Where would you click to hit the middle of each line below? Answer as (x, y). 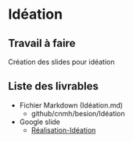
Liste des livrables (54, 86)
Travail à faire (42, 43)
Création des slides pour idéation (61, 62)
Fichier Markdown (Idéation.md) (71, 105)
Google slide (40, 122)
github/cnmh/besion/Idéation (78, 113)
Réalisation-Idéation (63, 130)
